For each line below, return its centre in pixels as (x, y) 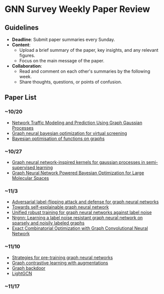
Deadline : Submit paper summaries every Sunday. (63, 39)
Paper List (21, 97)
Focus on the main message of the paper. (62, 61)
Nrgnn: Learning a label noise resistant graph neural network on (77, 218)
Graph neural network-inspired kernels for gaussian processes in (78, 162)
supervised (23, 167)
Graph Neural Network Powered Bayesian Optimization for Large (78, 172)
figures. (27, 55)
